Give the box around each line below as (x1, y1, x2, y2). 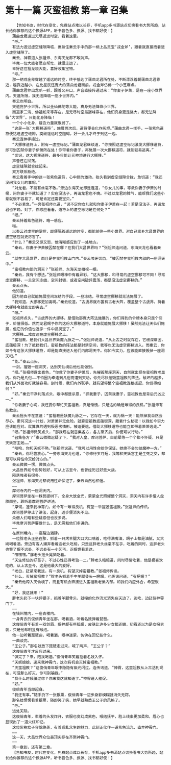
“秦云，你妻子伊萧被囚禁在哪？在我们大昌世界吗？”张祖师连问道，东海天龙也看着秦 (12, 245, 161, 250)
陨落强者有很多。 (12, 473, 43, 478)
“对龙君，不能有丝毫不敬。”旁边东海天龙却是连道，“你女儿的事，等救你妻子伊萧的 (12, 185, 158, 190)
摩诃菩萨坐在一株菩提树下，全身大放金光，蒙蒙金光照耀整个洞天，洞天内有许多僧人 (12, 493, 161, 499)
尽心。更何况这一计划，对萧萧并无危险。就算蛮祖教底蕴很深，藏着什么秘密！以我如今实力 (5, 418, 165, 424)
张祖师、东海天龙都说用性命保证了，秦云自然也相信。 (12, 478, 107, 483)
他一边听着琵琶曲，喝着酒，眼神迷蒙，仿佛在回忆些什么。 (12, 632, 115, 638)
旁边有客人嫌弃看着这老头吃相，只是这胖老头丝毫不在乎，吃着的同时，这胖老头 (24, 541, 165, 547)
